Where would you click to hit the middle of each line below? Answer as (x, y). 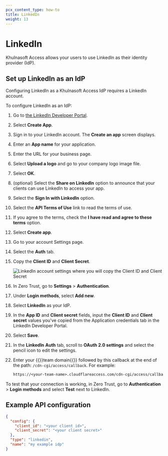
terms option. (27, 223)
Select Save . (26, 336)
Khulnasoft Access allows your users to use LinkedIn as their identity (76, 57)
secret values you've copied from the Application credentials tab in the (86, 321)
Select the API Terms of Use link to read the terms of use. (72, 208)
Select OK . (24, 173)
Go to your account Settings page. (48, 242)
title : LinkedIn (22, 14)
